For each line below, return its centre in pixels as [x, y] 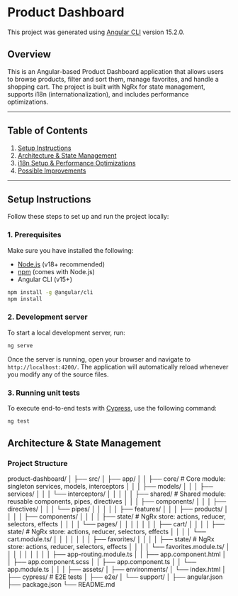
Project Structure [38, 464]
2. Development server [47, 317]
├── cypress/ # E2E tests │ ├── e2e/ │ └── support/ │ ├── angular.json [115, 577]
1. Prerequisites [34, 235]
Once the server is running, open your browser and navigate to [99, 359]
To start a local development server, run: [66, 332]
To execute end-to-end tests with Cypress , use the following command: [112, 408]
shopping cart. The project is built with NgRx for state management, [106, 87]
